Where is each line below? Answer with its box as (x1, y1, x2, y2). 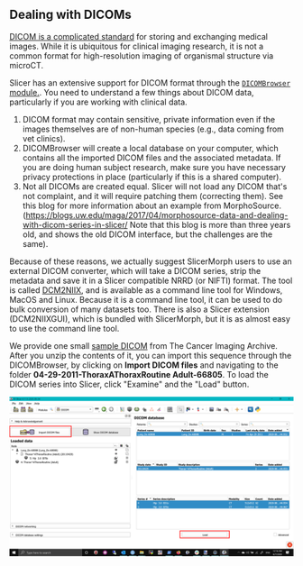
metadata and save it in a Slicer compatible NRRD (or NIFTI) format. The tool (9, 275, 293, 286)
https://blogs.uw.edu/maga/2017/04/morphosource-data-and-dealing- (25, 209, 289, 220)
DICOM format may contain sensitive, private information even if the (22, 114, 276, 124)
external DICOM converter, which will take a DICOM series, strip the (9, 265, 262, 276)
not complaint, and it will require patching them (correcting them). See (22, 190, 284, 201)
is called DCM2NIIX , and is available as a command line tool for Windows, (9, 284, 283, 296)
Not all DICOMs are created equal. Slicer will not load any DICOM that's (22, 180, 288, 192)
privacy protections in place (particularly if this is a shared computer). (22, 171, 282, 182)
